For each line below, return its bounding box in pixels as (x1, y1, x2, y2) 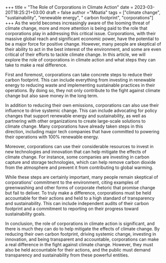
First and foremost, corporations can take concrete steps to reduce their (5, 72, 153, 77)
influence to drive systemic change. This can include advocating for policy (5, 107, 158, 113)
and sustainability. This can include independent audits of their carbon (5, 201, 149, 206)
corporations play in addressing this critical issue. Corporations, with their (5, 31, 156, 36)
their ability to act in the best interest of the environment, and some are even (5, 47, 162, 52)
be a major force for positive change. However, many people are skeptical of (5, 41, 162, 47)
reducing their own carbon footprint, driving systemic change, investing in (5, 231, 157, 237)
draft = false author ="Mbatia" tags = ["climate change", (46, 9, 161, 15)
